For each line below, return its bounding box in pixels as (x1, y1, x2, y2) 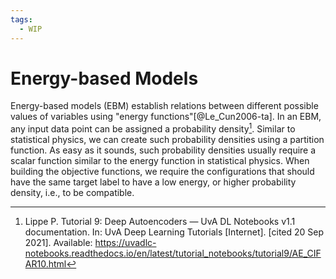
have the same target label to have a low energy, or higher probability (10, 176, 297, 188)
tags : (10, 14, 33, 25)
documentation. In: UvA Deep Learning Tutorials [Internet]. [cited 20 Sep (24, 226, 325, 238)
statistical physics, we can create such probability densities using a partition (10, 134, 325, 146)
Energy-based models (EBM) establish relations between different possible (10, 100, 319, 112)
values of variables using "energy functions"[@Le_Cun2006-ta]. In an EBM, (10, 111, 322, 123)
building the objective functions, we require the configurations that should (10, 166, 315, 178)
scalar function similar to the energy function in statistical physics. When (10, 155, 310, 167)
